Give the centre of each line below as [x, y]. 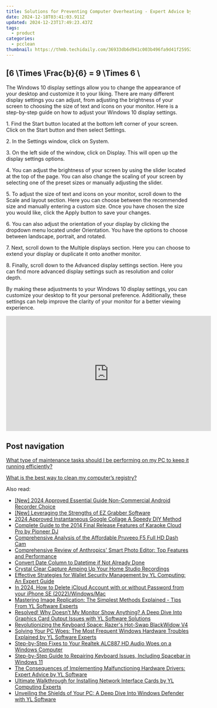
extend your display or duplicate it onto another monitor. [74, 254]
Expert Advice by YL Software [51, 675]
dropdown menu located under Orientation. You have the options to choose [97, 230]
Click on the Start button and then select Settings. [66, 130]
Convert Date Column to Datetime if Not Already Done [80, 563]
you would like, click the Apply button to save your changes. [78, 212]
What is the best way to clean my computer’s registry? [72, 478]
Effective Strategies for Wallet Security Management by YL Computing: [100, 575]
